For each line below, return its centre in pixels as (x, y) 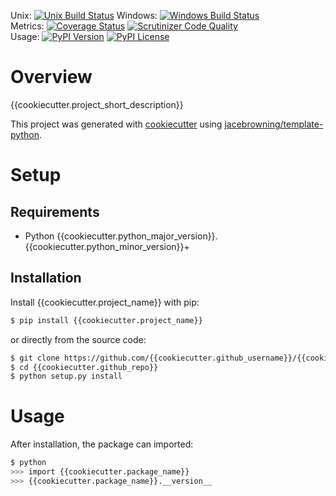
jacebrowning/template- (274, 124)
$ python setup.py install (66, 376)
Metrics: (27, 26)
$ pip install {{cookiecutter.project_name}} (106, 320)
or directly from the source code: (78, 339)
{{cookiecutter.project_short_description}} (97, 104)
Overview (51, 77)
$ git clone (35, 358)
